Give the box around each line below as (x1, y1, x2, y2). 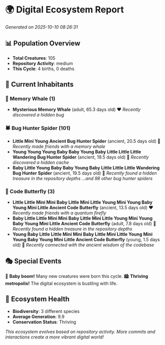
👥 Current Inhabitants (5, 80, 74, 89)
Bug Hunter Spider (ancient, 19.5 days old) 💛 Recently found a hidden (12, 170, 157, 176)
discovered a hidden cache (12, 159, 69, 165)
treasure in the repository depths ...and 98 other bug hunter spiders (12, 175, 153, 181)
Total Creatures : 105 (12, 55, 56, 61)
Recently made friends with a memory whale (12, 143, 105, 149)
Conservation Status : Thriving (12, 319, 76, 325)
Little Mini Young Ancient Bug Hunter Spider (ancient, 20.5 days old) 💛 (12, 138, 161, 144)
